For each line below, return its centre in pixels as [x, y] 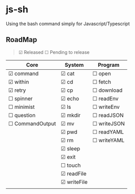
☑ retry [17, 90]
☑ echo [70, 99]
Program [109, 65]
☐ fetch [102, 82]
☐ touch [71, 165]
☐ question [22, 115]
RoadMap [22, 40]
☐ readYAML [108, 132]
